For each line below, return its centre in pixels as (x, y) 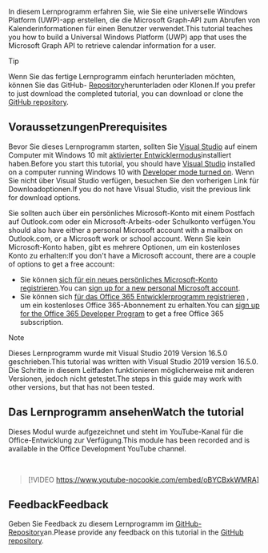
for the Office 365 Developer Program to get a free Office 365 (122, 313)
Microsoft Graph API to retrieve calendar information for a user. (112, 46)
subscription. (42, 322)
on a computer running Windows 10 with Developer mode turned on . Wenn (131, 172)
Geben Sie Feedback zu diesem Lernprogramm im (91, 524)
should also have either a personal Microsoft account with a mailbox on (126, 230)
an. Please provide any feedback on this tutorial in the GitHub (144, 532)
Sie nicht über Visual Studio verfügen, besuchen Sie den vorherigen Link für (134, 180)
